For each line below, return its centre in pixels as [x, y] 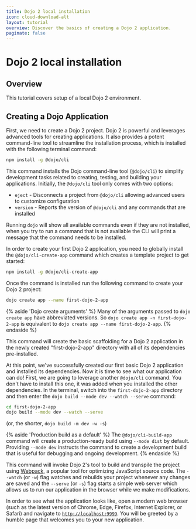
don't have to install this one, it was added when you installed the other [92, 384]
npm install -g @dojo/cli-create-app [52, 272]
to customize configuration [47, 201]
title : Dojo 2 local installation [48, 11]
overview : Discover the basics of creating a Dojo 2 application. [89, 28]
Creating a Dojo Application [57, 116]
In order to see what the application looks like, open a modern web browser [97, 501]
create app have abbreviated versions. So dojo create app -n [81, 318]
